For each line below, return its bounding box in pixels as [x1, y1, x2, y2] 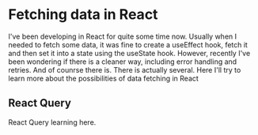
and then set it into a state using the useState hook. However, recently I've [8, 48, 251, 58]
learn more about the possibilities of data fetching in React [8, 73, 199, 83]
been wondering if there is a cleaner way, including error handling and [8, 57, 237, 66]
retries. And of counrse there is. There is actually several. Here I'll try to [8, 65, 241, 74]
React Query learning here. [8, 117, 97, 127]
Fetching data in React [8, 6, 158, 24]
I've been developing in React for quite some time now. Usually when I [8, 32, 237, 41]
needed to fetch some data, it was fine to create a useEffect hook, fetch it [8, 39, 248, 49]
